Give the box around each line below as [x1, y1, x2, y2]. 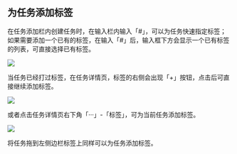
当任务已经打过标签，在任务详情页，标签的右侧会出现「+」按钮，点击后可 [7, 73, 224, 82]
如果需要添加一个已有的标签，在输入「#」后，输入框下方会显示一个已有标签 [7, 35, 230, 44]
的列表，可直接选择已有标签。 [7, 45, 95, 53]
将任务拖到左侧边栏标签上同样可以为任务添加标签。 [7, 138, 157, 147]
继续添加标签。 [13, 82, 58, 90]
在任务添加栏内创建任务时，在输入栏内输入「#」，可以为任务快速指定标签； [7, 27, 226, 35]
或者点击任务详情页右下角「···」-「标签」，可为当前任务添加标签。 [7, 110, 200, 119]
